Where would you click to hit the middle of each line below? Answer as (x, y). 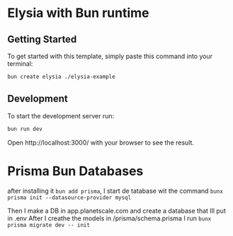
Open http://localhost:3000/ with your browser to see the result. (101, 142)
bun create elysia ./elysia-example (61, 77)
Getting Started (42, 39)
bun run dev (25, 129)
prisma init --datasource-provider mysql (69, 197)
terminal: (20, 64)
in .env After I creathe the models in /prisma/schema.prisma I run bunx (109, 218)
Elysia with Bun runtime (79, 13)
